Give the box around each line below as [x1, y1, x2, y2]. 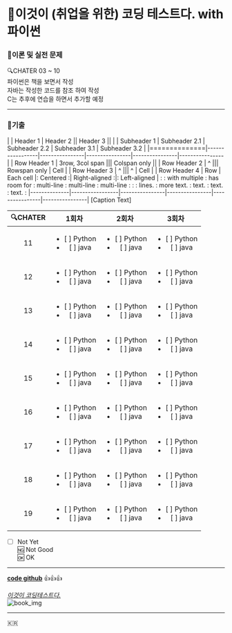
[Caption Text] [90, 196, 132, 204]
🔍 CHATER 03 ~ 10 [7, 67, 61, 75]
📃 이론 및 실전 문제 [7, 50, 63, 60]
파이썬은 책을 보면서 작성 [7, 78, 74, 86]
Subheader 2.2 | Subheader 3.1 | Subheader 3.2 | [7, 144, 146, 153]
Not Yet [17, 537, 39, 546]
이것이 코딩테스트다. [7, 591, 61, 599]
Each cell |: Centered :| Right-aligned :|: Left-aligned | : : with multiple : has [7, 173, 219, 182]
